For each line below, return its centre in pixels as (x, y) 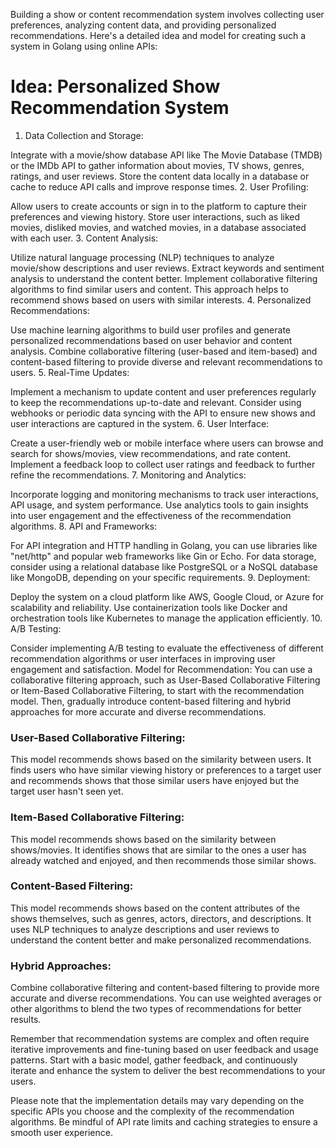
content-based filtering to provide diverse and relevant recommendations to (166, 361)
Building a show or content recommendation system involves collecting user (167, 14)
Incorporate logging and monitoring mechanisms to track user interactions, (164, 494)
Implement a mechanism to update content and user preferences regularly (163, 391)
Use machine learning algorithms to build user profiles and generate (151, 330)
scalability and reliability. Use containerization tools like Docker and (149, 607)
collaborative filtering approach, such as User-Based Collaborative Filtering (165, 680)
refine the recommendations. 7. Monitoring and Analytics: (128, 475)
